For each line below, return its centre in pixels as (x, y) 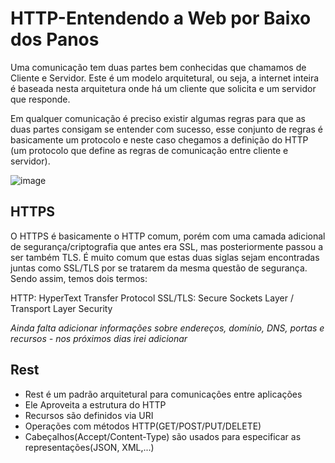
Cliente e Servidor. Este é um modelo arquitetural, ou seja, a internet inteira (165, 78)
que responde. (40, 99)
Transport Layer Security (61, 308)
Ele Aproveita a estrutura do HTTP (95, 404)
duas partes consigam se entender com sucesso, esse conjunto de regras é (166, 129)
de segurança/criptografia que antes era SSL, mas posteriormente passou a (167, 246)
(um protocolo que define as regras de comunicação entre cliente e (149, 150)
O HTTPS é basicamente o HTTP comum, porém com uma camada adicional (168, 236)
